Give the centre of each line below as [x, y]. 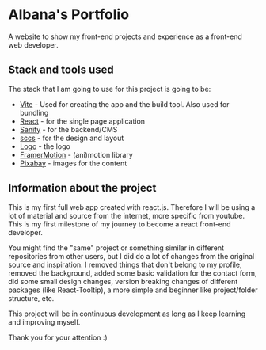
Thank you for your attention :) [58, 337]
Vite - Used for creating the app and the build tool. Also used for [124, 104]
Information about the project [82, 188]
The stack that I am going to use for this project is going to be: [110, 89]
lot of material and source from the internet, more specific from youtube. [127, 215]
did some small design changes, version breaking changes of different [123, 281]
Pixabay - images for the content [73, 163]
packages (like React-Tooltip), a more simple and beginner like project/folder [133, 290]
